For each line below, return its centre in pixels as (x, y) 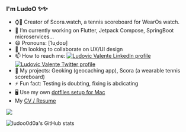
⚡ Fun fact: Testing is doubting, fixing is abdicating (76, 84)
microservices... (34, 37)
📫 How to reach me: (40, 56)
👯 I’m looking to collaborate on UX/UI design (69, 49)
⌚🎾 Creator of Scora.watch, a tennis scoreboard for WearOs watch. (97, 22)
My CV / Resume (35, 101)
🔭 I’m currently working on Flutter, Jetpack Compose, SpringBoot (94, 31)
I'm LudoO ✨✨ (27, 9)
